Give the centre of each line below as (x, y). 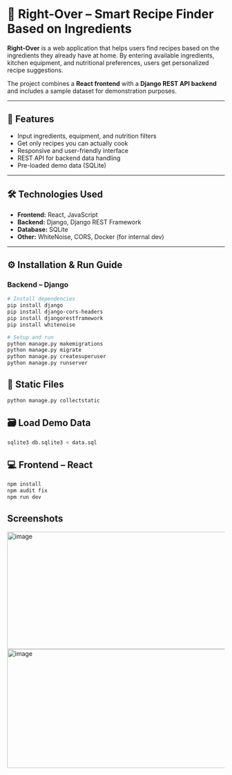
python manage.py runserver (48, 363)
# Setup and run (30, 337)
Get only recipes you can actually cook (72, 143)
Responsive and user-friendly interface (73, 150)
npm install (24, 484)
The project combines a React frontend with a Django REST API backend (112, 83)
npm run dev (24, 497)
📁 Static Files (36, 385)
